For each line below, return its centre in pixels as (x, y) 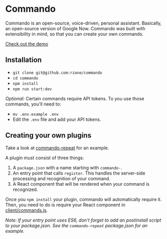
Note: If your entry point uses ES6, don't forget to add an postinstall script (83, 220)
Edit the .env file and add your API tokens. (57, 119)
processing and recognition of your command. (62, 178)
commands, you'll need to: (33, 104)
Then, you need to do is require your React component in (65, 205)
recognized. (25, 189)
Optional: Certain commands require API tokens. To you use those (75, 98)
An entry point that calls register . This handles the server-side (79, 173)
